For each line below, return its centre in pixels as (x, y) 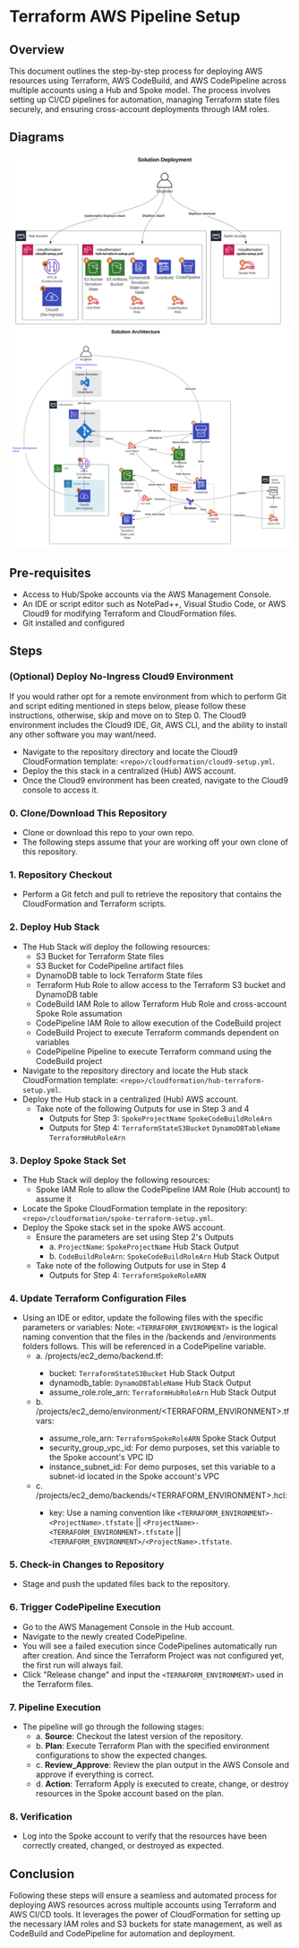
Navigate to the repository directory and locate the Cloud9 (130, 751)
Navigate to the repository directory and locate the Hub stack (135, 1070)
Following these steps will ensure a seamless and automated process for (143, 1896)
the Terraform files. (58, 1684)
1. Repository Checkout (61, 874)
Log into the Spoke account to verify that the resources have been (144, 1836)
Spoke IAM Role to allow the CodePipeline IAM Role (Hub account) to (163, 1189)
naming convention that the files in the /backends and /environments (149, 1337)
